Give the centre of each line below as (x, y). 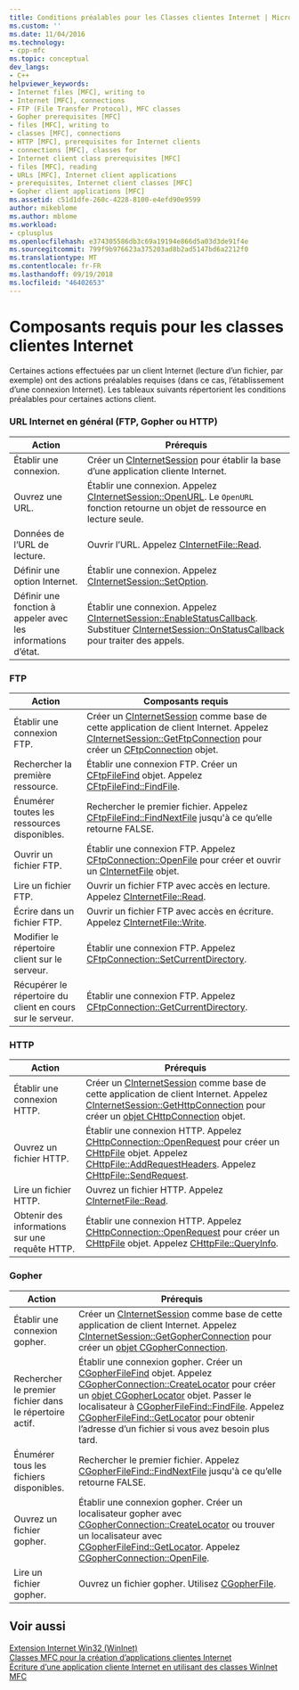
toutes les (34, 812)
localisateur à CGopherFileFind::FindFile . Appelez (182, 1407)
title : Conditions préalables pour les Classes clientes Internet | (139, 17)
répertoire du (41, 997)
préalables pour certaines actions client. (83, 398)
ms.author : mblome (43, 216)
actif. (24, 1423)
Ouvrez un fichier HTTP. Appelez (155, 1190)
